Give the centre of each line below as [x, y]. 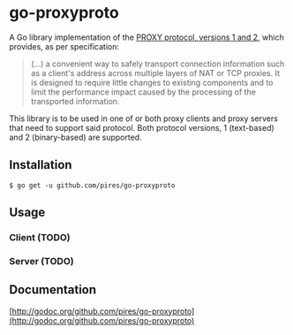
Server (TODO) [41, 261]
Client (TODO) [40, 238]
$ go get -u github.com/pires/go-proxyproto [92, 185]
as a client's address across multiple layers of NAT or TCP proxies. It [155, 72]
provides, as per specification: [64, 46]
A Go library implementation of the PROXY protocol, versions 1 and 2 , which [146, 37]
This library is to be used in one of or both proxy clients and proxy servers [143, 118]
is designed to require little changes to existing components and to [152, 82]
